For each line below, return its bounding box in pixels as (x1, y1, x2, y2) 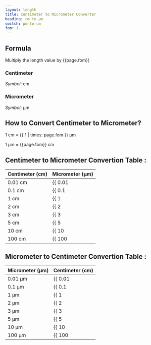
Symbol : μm (5, 105, 30, 111)
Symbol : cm (5, 81, 30, 87)
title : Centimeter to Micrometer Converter (5, 12, 97, 17)
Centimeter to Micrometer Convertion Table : (5, 156, 147, 164)
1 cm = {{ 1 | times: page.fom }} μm (5, 132, 76, 138)
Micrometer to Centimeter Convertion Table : (5, 252, 147, 261)
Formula (5, 44, 31, 53)
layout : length (5, 7, 37, 12)
